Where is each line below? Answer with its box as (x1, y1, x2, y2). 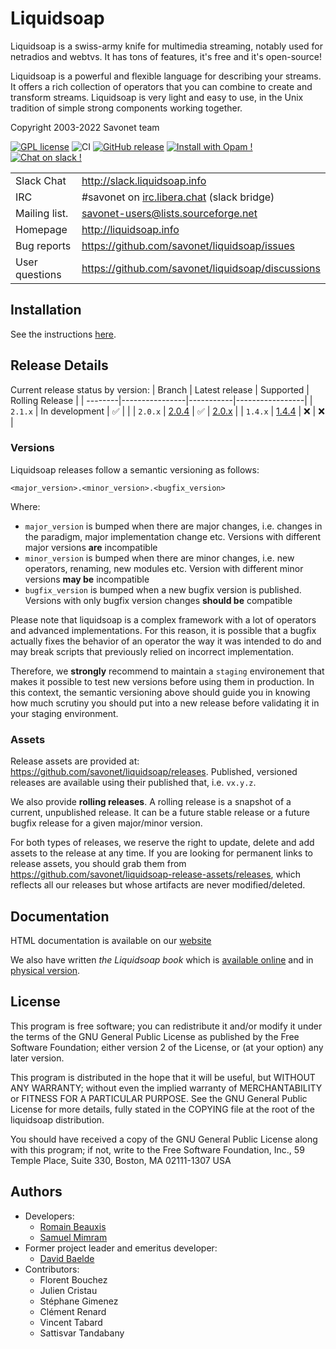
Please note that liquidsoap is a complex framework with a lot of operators (10, 613, 317, 626)
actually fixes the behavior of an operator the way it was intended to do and (10, 635, 322, 647)
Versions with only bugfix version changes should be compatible (24, 594, 293, 606)
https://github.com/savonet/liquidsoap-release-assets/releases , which (10, 868, 301, 881)
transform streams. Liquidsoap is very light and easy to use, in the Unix (10, 91, 304, 103)
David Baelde (39, 1252, 95, 1264)
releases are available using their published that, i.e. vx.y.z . (10, 777, 257, 789)
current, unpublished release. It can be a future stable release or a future (10, 807, 310, 819)
